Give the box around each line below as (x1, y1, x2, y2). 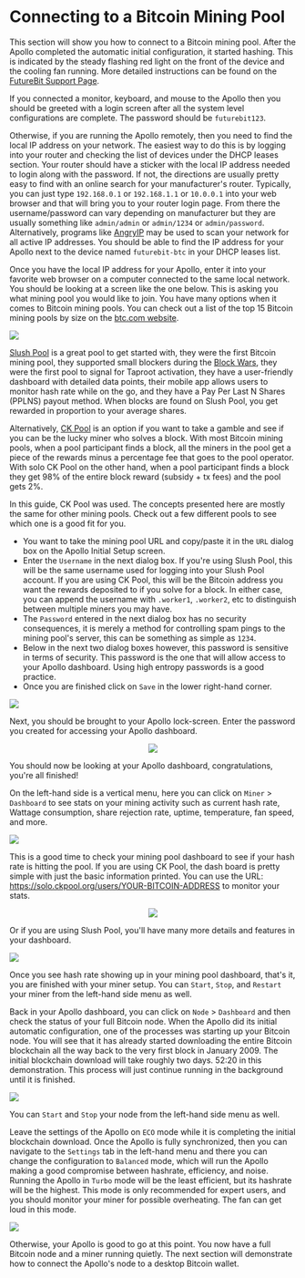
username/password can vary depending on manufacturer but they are (9, 207, 276, 218)
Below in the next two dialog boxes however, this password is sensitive (22, 642, 289, 653)
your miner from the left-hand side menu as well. (9, 988, 193, 999)
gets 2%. (9, 480, 44, 491)
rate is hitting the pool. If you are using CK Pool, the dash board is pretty (9, 861, 280, 871)
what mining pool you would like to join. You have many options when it (9, 293, 278, 304)
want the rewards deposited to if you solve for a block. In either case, (22, 583, 283, 594)
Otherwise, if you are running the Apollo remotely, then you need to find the (9, 129, 293, 140)
